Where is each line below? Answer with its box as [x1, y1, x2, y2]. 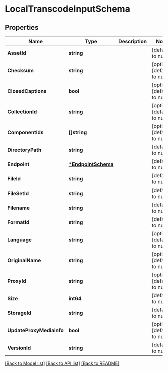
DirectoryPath [7, 146, 42, 153]
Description [118, 38, 147, 45]
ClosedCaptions [7, 88, 47, 94]
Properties [5, 23, 39, 32]
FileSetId [7, 190, 29, 197]
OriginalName [7, 257, 41, 264]
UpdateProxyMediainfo [7, 327, 64, 334]
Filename [7, 204, 30, 211]
